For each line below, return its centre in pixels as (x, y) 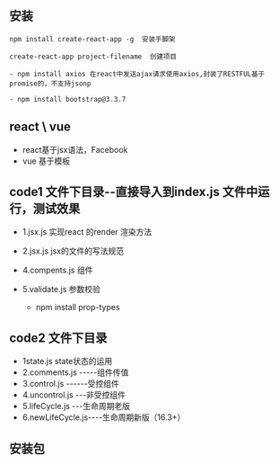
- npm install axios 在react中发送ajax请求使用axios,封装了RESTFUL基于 (137, 74)
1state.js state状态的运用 (67, 361)
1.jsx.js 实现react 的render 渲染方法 (87, 232)
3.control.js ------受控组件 (70, 384)
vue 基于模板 (46, 161)
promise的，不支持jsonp (50, 84)
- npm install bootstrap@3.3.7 (68, 99)
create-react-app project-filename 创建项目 (93, 57)
